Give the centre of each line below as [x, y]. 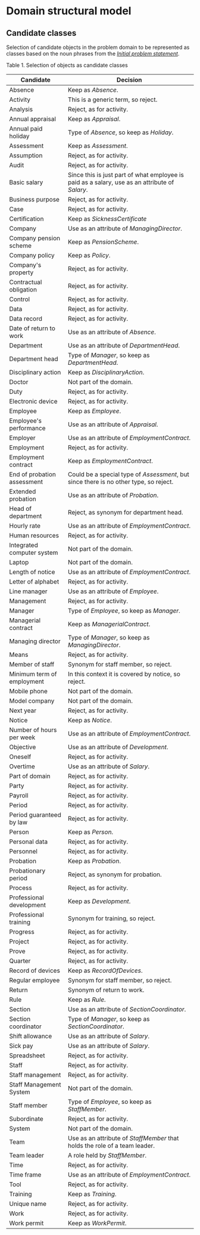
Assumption [26, 155]
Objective [23, 747]
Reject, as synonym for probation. [115, 874]
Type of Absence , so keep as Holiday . [121, 132]
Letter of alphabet [34, 581]
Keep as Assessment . [98, 146]
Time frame [25, 1175]
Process [21, 888]
